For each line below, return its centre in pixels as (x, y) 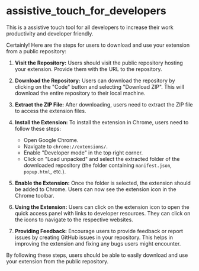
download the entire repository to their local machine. (80, 93)
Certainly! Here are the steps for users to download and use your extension (98, 45)
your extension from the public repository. (57, 261)
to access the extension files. (50, 111)
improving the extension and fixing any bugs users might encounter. (98, 243)
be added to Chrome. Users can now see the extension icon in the (95, 189)
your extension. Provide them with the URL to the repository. (88, 69)
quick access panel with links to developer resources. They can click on (102, 213)
